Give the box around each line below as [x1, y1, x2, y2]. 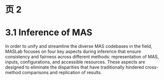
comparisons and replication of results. [22, 70, 102, 76]
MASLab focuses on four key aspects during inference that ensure [5, 48, 142, 54]
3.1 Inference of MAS [5, 27, 92, 38]
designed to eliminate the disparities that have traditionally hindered [5, 64, 144, 70]
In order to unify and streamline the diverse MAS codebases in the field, [5, 43, 153, 49]
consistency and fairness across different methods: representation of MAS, [5, 54, 159, 60]
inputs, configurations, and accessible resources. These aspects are [5, 59, 146, 65]
